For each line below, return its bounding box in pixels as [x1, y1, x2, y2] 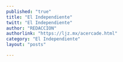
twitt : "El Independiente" [6, 19, 73, 25]
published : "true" [6, 8, 51, 15]
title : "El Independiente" [6, 14, 73, 20]
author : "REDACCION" [6, 25, 57, 31]
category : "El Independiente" [6, 36, 81, 42]
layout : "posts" [6, 42, 46, 48]
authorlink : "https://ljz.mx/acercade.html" [6, 31, 118, 37]
